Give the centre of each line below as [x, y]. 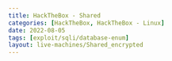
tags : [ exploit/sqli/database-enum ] [69, 38]
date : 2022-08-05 [37, 30]
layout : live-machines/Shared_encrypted [76, 45]
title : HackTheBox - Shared [55, 15]
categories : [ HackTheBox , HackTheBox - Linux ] [86, 23]
